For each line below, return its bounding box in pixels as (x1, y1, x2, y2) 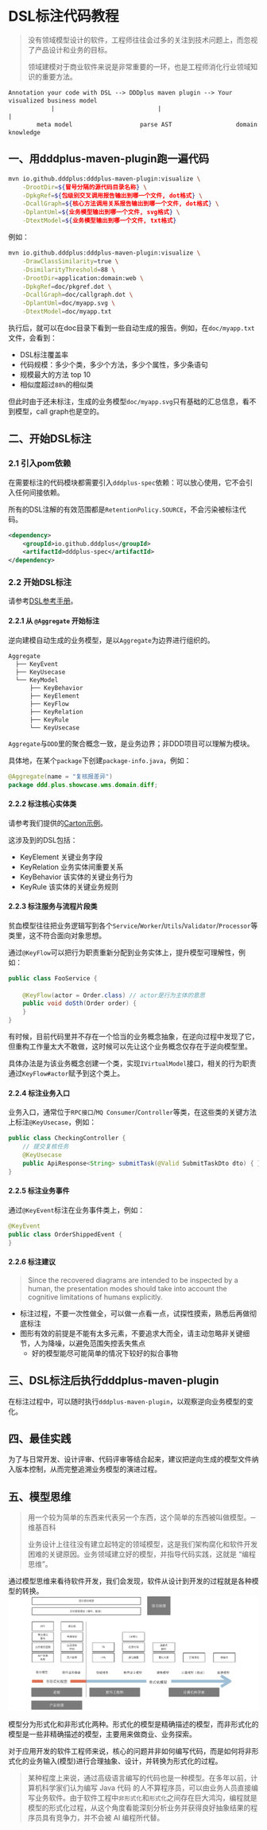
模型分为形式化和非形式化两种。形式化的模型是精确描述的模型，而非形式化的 (8, 1719, 259, 1729)
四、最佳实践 (8, 1431, 72, 1445)
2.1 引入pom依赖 (8, 458, 72, 469)
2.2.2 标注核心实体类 (8, 799, 77, 808)
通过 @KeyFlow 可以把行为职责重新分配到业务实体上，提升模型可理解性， (8, 948, 239, 957)
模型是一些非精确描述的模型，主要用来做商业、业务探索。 (8, 1730, 196, 1739)
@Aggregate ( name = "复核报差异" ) (8, 773, 113, 781)
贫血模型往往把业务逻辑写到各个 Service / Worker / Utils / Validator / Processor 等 (8, 921, 258, 930)
